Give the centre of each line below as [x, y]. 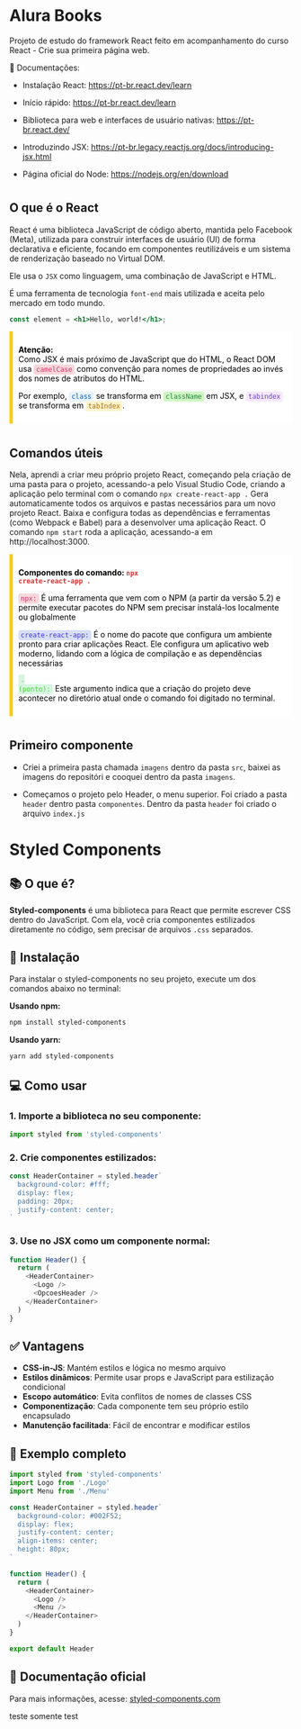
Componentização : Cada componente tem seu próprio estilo [135, 1407]
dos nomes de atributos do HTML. [82, 378]
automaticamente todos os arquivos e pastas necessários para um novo [142, 503]
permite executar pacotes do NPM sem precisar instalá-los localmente [149, 608]
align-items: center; [58, 1541]
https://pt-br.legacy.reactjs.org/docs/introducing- [182, 147]
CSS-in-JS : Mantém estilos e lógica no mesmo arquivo [124, 1368]
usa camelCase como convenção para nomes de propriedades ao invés [151, 369]
